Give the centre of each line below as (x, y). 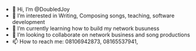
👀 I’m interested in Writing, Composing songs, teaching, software (93, 16)
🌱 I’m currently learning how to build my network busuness (86, 28)
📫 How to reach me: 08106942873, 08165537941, (75, 41)
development (29, 22)
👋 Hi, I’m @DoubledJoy (41, 9)
